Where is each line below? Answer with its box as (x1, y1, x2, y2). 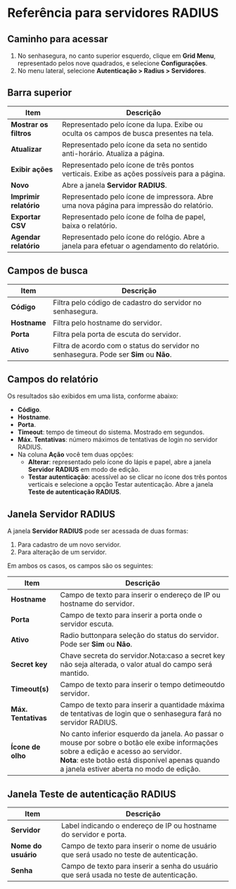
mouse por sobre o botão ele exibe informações (60, 738, 218, 748)
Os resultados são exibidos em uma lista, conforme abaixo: (7, 392, 178, 400)
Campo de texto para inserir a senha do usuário (60, 862, 218, 871)
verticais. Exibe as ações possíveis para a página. (62, 169, 225, 179)
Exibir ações (11, 164, 53, 174)
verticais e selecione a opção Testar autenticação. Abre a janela (27, 480, 214, 489)
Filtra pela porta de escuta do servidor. (52, 329, 181, 339)
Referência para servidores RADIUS (7, 5, 219, 21)
